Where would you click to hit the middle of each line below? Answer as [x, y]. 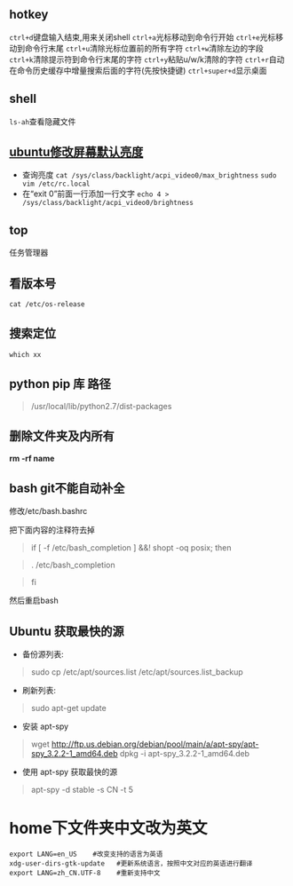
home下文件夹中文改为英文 [108, 828]
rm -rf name [32, 458]
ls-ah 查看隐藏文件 [43, 121]
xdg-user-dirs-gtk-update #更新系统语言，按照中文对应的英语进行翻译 [131, 864]
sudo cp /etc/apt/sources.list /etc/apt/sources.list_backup [137, 672]
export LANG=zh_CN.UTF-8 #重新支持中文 [85, 874]
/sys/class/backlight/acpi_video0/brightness [107, 203]
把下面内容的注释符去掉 [52, 530]
